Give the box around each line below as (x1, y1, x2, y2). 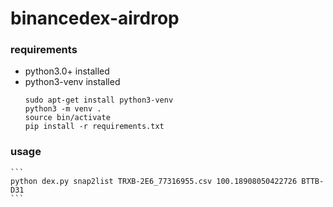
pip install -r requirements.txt (24, 122, 165, 132)
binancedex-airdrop (10, 7, 180, 30)
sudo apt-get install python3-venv (24, 95, 174, 106)
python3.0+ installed (24, 65, 110, 77)
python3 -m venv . (24, 104, 102, 114)
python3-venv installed (24, 76, 121, 88)
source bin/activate (24, 113, 111, 123)
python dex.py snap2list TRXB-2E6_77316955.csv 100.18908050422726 (10, 176, 298, 186)
